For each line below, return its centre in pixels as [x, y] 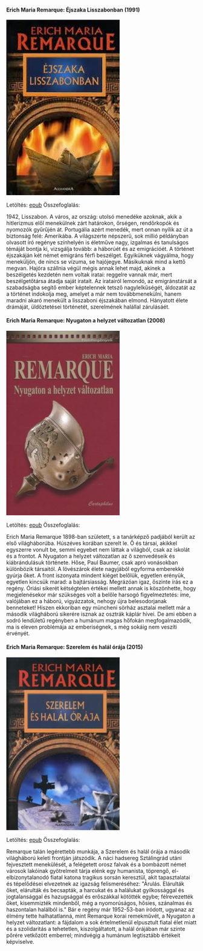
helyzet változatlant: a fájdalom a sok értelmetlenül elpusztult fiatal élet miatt [101, 922]
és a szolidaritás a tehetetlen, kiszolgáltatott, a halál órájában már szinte [96, 929]
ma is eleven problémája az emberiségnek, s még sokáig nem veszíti [92, 627]
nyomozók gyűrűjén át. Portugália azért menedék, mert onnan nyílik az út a [100, 229]
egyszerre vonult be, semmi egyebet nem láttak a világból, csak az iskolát [98, 549]
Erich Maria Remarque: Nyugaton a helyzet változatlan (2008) [86, 321]
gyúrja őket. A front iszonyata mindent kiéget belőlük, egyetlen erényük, [96, 575]
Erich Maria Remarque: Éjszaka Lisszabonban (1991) [73, 10]
